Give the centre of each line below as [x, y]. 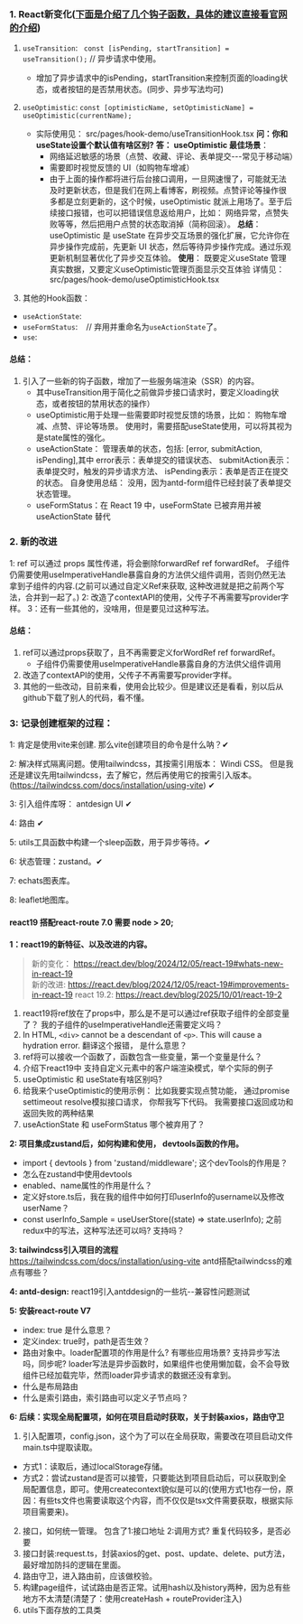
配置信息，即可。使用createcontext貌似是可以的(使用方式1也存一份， [158, 1489]
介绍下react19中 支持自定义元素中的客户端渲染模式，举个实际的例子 [147, 1068]
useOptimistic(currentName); [77, 116]
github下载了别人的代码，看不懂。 [86, 698]
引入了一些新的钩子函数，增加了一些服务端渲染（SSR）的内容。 [141, 380]
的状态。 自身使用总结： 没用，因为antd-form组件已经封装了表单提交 [163, 482]
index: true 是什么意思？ [67, 1330]
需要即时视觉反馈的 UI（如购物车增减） [122, 168]
